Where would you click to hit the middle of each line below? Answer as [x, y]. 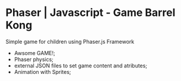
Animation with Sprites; [43, 72]
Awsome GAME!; [35, 53]
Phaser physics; [34, 59]
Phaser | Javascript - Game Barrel [90, 13]
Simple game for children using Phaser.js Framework [70, 41]
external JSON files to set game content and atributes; [81, 66]
